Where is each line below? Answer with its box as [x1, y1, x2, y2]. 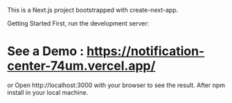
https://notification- [86, 44, 205, 59]
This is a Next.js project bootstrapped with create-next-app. [7, 6, 179, 14]
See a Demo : [7, 44, 84, 59]
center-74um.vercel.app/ [7, 58, 156, 74]
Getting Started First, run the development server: [7, 19, 150, 27]
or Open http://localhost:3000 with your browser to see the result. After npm [7, 81, 226, 89]
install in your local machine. [7, 88, 89, 96]
